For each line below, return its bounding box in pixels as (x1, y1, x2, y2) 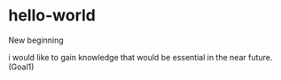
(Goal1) (8, 61, 35, 72)
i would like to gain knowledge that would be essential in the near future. (8, 52, 273, 62)
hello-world (8, 5, 97, 26)
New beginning (8, 35, 64, 45)
